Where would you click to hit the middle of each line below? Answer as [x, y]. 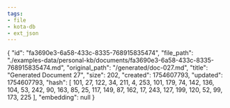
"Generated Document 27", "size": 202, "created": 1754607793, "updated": [115, 75]
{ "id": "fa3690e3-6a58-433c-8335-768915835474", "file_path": [100, 53]
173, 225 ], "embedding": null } [51, 98]
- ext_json [23, 33]
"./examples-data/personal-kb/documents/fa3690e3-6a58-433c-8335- [111, 61]
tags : [15, 14]
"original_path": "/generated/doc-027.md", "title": [137, 68]
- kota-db [22, 26]
